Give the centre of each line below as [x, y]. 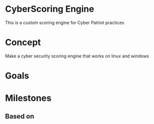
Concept [23, 42]
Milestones [28, 98]
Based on [20, 116]
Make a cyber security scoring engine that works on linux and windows [77, 56]
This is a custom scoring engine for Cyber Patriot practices [65, 23]
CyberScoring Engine [50, 9]
